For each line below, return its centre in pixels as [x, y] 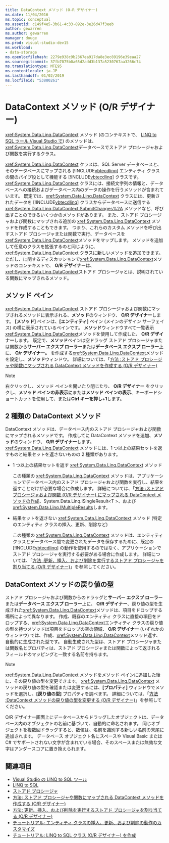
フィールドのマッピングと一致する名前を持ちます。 [58, 654]
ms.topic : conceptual [28, 19]
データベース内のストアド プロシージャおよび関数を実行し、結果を [95, 482]
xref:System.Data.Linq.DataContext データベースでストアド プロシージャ [80, 147]
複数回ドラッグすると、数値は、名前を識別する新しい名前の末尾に [96, 730]
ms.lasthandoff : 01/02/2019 [35, 76]
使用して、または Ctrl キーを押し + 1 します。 [80, 399]
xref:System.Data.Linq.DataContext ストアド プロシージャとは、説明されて [82, 271]
